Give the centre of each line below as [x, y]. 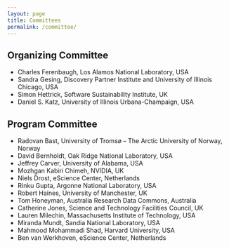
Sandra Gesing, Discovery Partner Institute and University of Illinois [115, 80]
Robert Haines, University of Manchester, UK [82, 193]
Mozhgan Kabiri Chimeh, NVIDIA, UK [71, 170]
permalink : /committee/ [42, 27]
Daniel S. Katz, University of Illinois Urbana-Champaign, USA [106, 102]
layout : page [26, 14]
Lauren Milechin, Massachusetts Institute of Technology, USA [106, 215]
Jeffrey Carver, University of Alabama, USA [80, 163]
